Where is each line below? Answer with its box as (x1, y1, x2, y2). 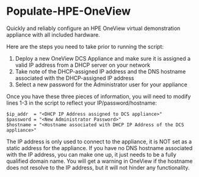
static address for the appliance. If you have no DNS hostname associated (6, 144, 193, 151)
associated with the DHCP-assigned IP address (15, 74, 134, 81)
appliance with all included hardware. (6, 31, 101, 38)
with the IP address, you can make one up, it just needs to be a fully (6, 151, 177, 158)
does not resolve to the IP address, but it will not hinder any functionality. (6, 164, 190, 171)
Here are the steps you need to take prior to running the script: (6, 43, 164, 50)
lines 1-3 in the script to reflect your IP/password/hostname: (6, 99, 157, 107)
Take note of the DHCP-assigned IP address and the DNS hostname (15, 67, 186, 75)
